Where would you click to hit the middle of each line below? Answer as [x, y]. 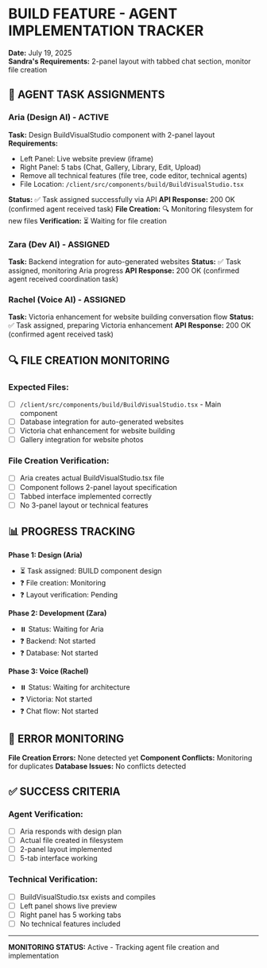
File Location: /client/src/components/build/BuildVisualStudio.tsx [132, 184]
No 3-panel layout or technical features [84, 505]
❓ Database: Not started [59, 652]
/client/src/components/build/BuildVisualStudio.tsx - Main [120, 404]
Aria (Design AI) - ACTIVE [59, 118]
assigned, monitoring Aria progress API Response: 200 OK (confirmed [124, 270]
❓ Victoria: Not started [56, 699]
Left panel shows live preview [68, 906]
